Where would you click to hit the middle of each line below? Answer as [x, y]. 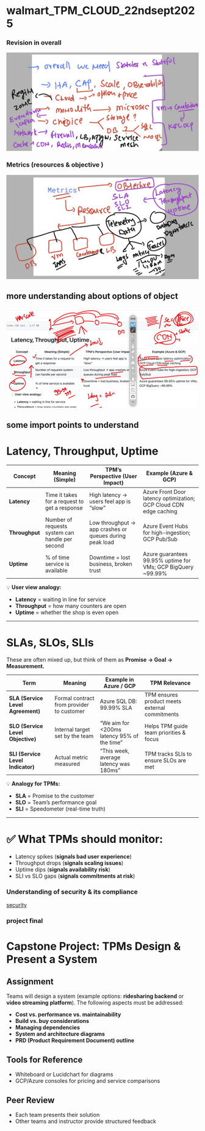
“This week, [115, 751]
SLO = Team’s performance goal [56, 803]
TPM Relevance [170, 683]
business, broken [111, 564]
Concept [24, 476]
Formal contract [74, 698]
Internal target [72, 729]
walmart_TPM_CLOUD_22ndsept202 [101, 11]
